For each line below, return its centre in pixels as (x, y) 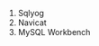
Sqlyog (31, 13)
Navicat (32, 23)
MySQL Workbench (54, 32)
